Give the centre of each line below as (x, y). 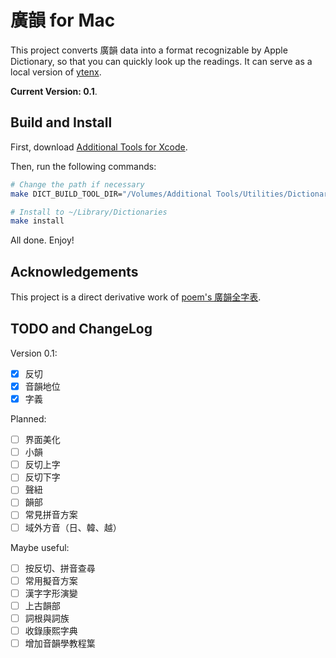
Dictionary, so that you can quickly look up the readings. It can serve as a (161, 61)
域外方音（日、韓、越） (73, 527)
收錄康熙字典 (51, 630)
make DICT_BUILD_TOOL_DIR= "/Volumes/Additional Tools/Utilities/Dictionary (171, 194)
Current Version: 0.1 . (54, 91)
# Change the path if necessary (77, 184)
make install (37, 221)
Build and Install (61, 122)
